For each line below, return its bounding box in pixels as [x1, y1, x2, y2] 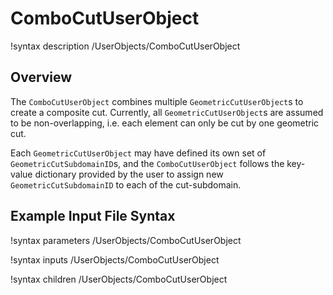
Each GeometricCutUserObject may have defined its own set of [10, 147, 267, 159]
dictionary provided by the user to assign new [34, 168, 224, 180]
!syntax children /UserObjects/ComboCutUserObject [10, 273, 228, 285]
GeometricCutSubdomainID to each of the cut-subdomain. [10, 178, 242, 191]
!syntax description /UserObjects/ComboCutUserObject [10, 40, 241, 52]
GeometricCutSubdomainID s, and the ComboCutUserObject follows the [10, 157, 285, 169]
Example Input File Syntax [10, 208, 176, 225]
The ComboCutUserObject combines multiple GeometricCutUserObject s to [10, 95, 304, 107]
